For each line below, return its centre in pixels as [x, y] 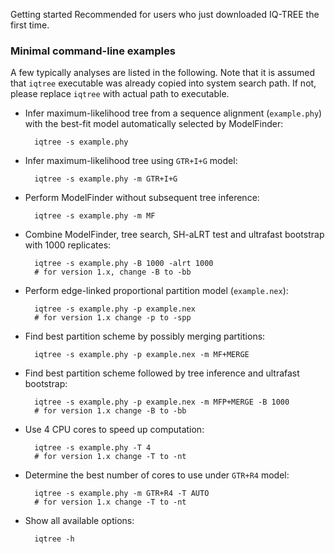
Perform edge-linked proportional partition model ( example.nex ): [156, 291]
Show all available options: [79, 521]
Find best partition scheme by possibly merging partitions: [145, 336]
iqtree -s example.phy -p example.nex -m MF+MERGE [142, 355]
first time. [30, 25]
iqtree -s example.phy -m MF [95, 216]
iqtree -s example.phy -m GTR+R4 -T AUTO [122, 494]
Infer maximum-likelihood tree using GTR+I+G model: [131, 161]
